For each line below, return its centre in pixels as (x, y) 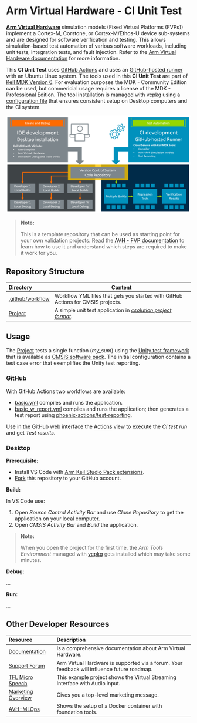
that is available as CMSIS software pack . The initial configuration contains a (98, 357)
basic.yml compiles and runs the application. (69, 402)
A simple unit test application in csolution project (113, 310)
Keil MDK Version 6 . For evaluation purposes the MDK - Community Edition (97, 82)
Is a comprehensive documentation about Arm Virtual (121, 648)
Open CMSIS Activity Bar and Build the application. (76, 524)
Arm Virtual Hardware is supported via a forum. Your (120, 663)
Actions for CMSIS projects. (88, 302)
